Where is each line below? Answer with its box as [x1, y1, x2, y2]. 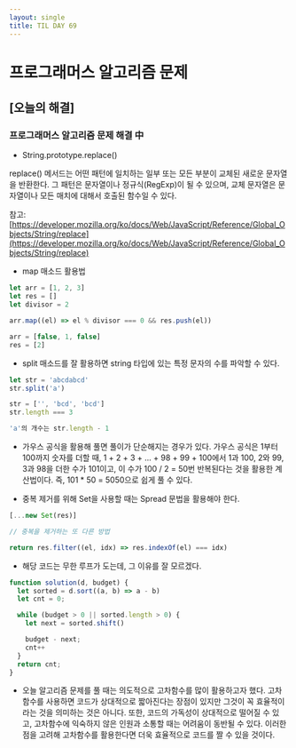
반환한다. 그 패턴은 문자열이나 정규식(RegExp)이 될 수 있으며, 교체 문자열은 [18, 179, 277, 190]
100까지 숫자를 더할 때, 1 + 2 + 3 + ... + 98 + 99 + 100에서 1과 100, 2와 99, [21, 452, 284, 463]
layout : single [9, 12, 66, 22]
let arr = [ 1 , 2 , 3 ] [9, 283, 86, 293]
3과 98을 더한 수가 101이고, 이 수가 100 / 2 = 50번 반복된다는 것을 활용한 [21, 464, 273, 473]
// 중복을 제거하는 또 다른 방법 [9, 527, 111, 536]
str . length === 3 [9, 408, 74, 418]
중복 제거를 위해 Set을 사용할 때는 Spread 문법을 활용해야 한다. [21, 494, 240, 504]
